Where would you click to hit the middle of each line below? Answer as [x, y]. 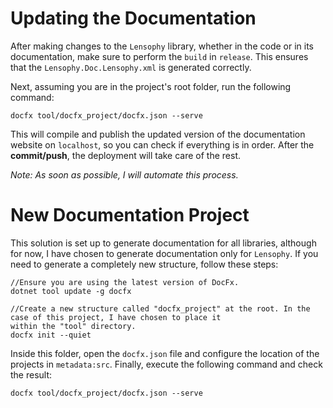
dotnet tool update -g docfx [71, 291]
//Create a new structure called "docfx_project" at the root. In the [160, 308]
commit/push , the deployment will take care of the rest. [126, 155]
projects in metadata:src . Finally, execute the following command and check [166, 364]
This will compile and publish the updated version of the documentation [158, 134]
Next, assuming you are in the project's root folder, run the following [151, 86]
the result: [31, 374]
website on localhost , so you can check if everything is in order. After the [162, 144]
